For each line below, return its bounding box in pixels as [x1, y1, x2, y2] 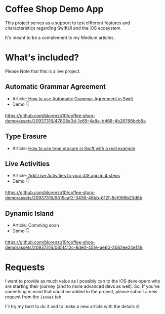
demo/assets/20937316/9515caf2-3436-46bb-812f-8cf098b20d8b [5, 195, 143, 201]
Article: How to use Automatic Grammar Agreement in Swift [12, 95, 133, 102]
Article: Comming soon [12, 222, 59, 228]
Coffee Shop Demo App [5, 3, 104, 15]
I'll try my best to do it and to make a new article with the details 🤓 [5, 304, 140, 310]
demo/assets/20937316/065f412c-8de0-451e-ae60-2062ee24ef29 [5, 244, 143, 250]
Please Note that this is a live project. [5, 68, 81, 74]
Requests [5, 262, 45, 273]
